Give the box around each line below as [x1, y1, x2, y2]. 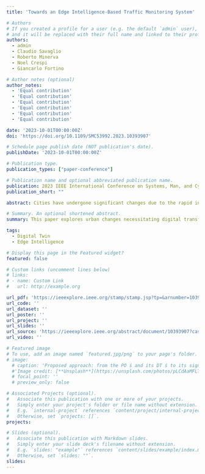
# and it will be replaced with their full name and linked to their [6, 31, 187, 37]
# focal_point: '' [12, 374, 59, 380]
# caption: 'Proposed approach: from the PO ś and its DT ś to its [12, 362, 187, 368]
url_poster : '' [6, 312, 45, 318]
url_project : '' [6, 317, 48, 324]
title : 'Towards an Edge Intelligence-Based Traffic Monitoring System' [6, 9, 195, 15]
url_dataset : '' [6, 306, 48, 312]
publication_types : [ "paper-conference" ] [6, 166, 113, 172]
